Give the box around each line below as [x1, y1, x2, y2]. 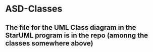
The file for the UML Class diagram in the [5, 23, 136, 32]
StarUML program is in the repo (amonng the [5, 31, 148, 39]
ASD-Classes [5, 3, 63, 15]
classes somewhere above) [5, 39, 93, 47]
